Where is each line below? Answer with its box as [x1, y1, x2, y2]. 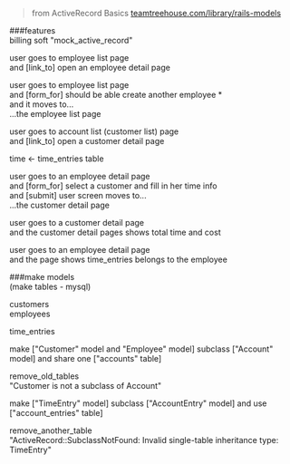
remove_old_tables [9, 371, 80, 382]
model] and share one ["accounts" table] [9, 353, 162, 363]
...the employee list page [9, 109, 101, 119]
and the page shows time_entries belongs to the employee [9, 254, 228, 265]
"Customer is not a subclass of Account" [9, 381, 162, 391]
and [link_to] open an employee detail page [9, 63, 170, 72]
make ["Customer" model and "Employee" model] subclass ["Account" [9, 343, 274, 354]
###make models [9, 272, 75, 282]
